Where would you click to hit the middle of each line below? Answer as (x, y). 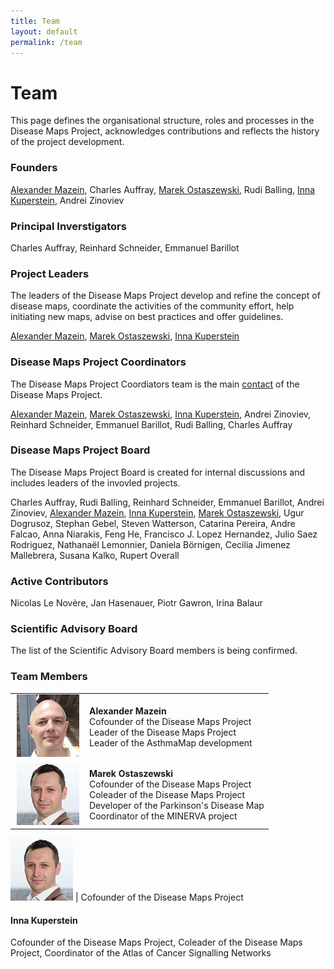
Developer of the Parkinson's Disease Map (177, 805)
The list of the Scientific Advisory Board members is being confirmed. (154, 651)
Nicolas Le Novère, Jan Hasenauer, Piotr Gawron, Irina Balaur (136, 603)
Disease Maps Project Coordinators (98, 362)
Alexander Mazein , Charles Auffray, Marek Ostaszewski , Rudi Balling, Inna (163, 189)
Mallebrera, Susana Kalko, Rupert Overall (95, 555)
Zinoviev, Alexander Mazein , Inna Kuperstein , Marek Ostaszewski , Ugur (157, 512)
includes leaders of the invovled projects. (95, 482)
